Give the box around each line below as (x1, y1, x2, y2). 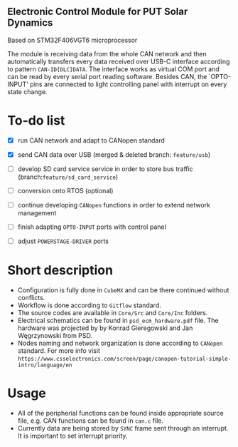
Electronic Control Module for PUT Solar (7, 6, 188, 18)
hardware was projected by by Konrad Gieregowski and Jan (17, 324, 193, 332)
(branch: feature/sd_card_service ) (17, 173, 119, 181)
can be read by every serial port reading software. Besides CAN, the (7, 72, 207, 81)
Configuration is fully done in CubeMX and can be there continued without (17, 286, 229, 294)
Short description (7, 262, 114, 279)
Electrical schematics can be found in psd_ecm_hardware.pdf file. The (17, 317, 219, 325)
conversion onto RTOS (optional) (17, 186, 114, 195)
